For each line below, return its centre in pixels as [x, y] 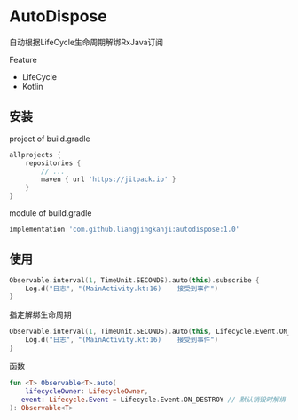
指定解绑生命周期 [40, 315]
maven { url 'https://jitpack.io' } [109, 179]
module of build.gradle [51, 213]
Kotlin [32, 86]
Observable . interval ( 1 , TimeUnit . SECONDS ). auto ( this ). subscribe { [134, 280]
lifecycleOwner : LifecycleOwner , [87, 391]
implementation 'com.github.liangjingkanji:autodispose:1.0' [125, 229]
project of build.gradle [50, 139]
